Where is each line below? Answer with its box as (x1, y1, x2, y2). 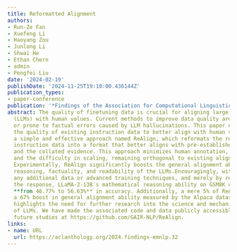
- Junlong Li (7, 43, 46, 50)
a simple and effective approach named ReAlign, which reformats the (13, 135, 222, 142)
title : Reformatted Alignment (7, 10, 97, 18)
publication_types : (7, 89, 65, 96)
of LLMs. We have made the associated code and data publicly (13, 208, 200, 215)
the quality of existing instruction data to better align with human (13, 128, 226, 136)
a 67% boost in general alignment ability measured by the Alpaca (13, 194, 213, 201)
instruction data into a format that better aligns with (13, 142, 185, 149)
